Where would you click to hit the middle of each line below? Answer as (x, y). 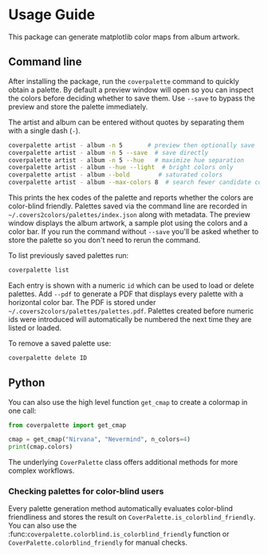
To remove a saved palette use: (60, 343)
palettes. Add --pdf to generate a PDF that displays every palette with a (126, 294)
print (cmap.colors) (41, 447)
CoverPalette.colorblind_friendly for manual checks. (98, 543)
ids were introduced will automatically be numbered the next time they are (130, 319)
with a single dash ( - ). (45, 130)
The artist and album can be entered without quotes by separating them (126, 122)
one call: (22, 410)
